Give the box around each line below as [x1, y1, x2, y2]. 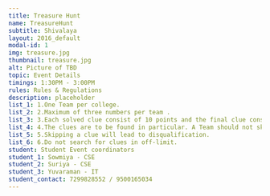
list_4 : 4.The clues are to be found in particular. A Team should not [8, 123, 253, 131]
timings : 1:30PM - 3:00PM [8, 78, 95, 86]
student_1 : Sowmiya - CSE [8, 153, 95, 161]
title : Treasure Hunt [8, 11, 81, 20]
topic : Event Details [8, 71, 81, 79]
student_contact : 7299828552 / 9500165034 [8, 175, 153, 184]
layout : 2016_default [8, 34, 81, 42]
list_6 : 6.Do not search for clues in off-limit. [8, 138, 178, 146]
